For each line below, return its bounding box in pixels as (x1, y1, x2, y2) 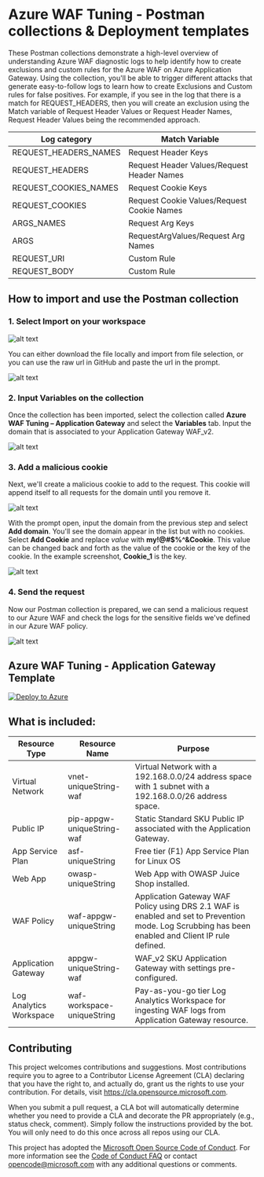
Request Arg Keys (128, 218, 195, 229)
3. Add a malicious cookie (8, 461, 108, 472)
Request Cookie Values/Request (128, 195, 247, 206)
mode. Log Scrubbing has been (134, 921, 251, 932)
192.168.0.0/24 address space (134, 772, 252, 783)
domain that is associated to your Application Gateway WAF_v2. (8, 427, 214, 436)
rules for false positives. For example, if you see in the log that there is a (8, 90, 241, 99)
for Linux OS (134, 856, 181, 867)
